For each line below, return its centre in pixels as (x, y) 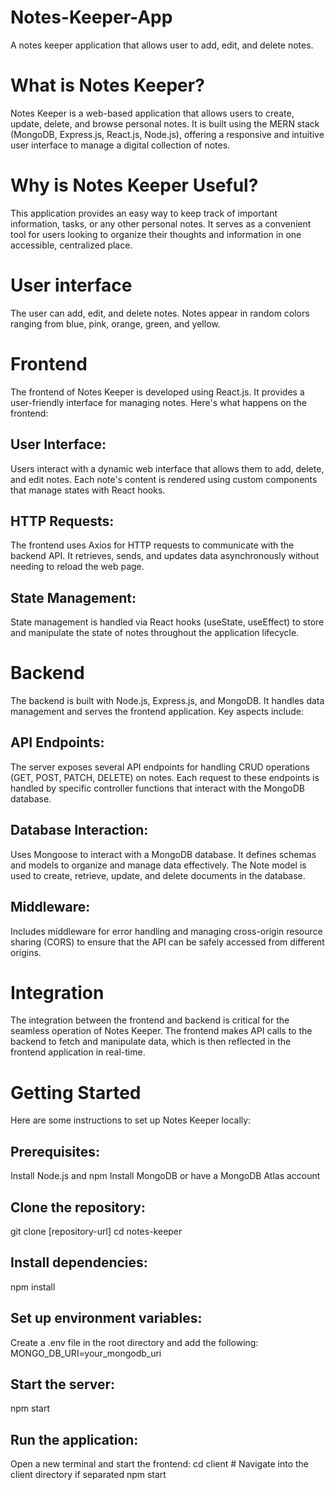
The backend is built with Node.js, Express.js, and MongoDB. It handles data (167, 701)
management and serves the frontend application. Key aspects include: (157, 712)
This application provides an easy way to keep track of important (144, 213)
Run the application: (74, 1439)
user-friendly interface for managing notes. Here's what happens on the (158, 402)
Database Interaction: (79, 830)
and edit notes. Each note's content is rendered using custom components (164, 479)
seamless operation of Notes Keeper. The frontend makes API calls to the (161, 1031)
